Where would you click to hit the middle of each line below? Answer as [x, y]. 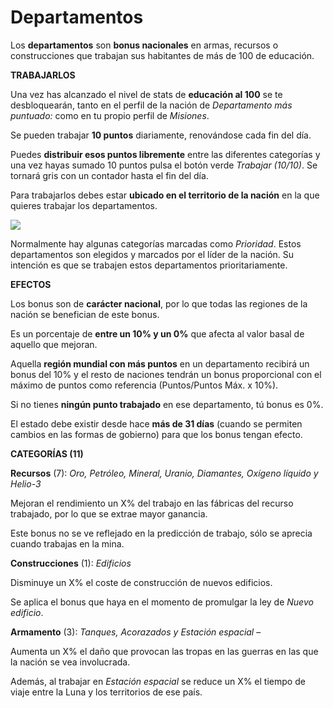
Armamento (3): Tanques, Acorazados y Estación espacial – [136, 632]
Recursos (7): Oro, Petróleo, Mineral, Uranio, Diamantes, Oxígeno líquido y [164, 473]
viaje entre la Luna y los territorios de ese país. [106, 692]
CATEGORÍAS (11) [47, 453]
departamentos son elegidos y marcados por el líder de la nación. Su [152, 254]
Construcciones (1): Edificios [71, 563]
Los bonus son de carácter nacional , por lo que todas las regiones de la [159, 303]
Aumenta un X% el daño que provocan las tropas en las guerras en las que [164, 651]
